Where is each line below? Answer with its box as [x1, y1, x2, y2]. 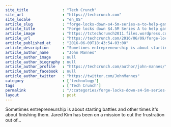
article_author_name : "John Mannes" [5, 50, 97, 55]
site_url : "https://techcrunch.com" [5, 12, 122, 17]
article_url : [5, 36, 65, 41]
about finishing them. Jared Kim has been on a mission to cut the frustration [5, 112, 165, 118]
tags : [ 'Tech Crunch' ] [5, 83, 101, 88]
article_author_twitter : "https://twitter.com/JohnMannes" [5, 74, 140, 79]
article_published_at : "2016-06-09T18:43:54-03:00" [5, 41, 129, 46]
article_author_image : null [5, 54, 76, 60]
